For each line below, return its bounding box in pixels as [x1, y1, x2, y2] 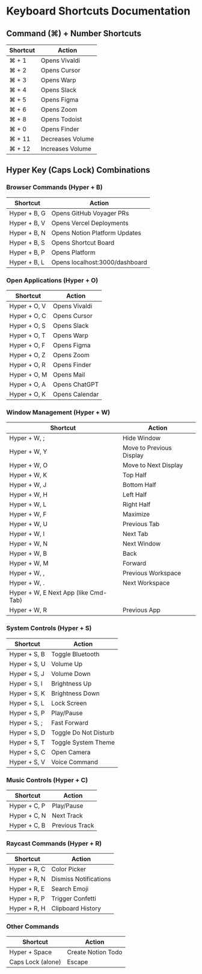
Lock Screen [50, 699, 87, 707]
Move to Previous [122, 444, 173, 452]
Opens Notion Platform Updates [51, 228, 141, 237]
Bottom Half [122, 481, 156, 489]
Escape [67, 958, 88, 966]
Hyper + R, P [9, 894, 45, 903]
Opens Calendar [53, 390, 99, 398]
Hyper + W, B [9, 549, 47, 558]
